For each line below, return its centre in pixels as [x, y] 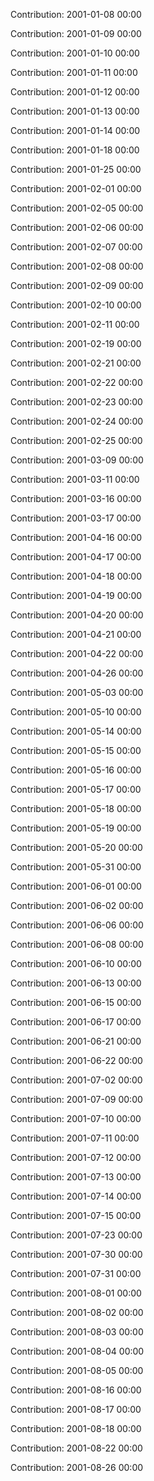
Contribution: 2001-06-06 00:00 [77, 925]
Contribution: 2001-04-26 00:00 [77, 673]
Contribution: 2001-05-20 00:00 [76, 847]
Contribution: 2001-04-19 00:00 [76, 595]
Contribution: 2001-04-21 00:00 [76, 634]
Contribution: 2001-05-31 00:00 [76, 867]
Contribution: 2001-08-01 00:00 [76, 1293]
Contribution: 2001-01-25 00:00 [76, 169]
